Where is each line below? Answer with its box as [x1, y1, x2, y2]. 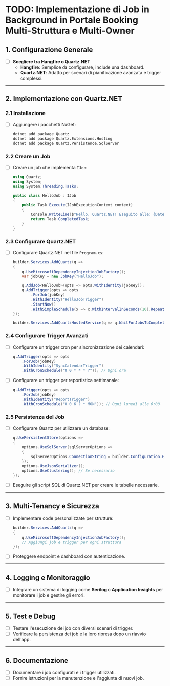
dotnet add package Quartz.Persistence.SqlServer [12, 141, 120, 146]
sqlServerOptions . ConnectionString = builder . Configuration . [31, 454, 163, 459]
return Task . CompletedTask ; [31, 216, 90, 221]
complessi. [20, 75, 43, 82]
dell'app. [12, 637, 31, 643]
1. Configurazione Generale [5, 45, 93, 54]
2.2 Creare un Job [5, 153, 51, 160]
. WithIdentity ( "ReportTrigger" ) [22, 397, 90, 402]
